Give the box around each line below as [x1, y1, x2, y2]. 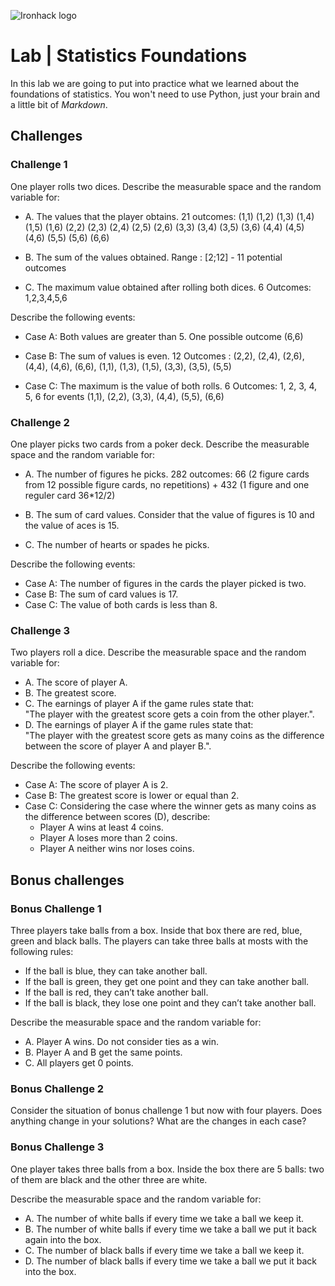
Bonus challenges [10, 871, 125, 889]
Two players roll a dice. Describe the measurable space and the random [10, 646, 307, 659]
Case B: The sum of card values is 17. [24, 588, 179, 600]
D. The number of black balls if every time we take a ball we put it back [24, 1255, 318, 1267]
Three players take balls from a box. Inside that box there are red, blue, [10, 924, 303, 936]
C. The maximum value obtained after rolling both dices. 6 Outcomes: [24, 281, 312, 293]
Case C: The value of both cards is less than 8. [24, 598, 218, 610]
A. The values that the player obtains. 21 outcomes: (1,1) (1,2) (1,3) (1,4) [24, 210, 315, 222]
